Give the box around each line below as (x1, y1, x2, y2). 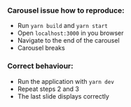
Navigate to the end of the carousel (17, 36, 120, 45)
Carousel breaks (17, 44, 65, 52)
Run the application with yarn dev (17, 77, 114, 85)
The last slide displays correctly (17, 92, 110, 100)
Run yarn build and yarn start (17, 22, 109, 30)
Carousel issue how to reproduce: (7, 6, 125, 15)
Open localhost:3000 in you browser (17, 29, 124, 37)
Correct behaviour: (7, 62, 74, 71)
